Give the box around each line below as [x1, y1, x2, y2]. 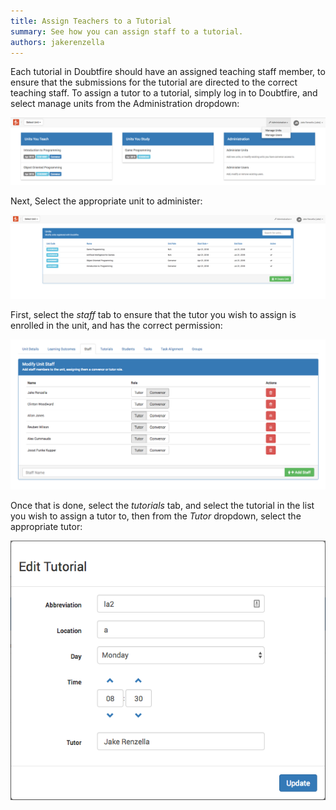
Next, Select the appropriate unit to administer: [10, 195, 203, 207]
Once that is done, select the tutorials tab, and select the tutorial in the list [10, 500, 315, 512]
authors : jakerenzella [10, 37, 105, 47]
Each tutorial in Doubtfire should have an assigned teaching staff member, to [10, 66, 326, 78]
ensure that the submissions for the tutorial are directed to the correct [10, 76, 298, 89]
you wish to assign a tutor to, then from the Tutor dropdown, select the [10, 510, 302, 522]
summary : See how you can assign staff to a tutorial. [10, 26, 244, 37]
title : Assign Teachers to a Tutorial [10, 16, 172, 26]
